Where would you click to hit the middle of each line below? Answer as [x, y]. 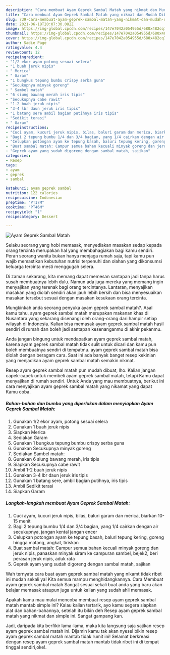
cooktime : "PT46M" [25, 207]
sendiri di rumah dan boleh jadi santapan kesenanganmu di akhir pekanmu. [84, 329]
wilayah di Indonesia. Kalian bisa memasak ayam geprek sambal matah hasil [85, 324]
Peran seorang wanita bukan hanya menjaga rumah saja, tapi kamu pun [80, 256]
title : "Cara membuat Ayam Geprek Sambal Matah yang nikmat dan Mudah [81, 15]
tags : [11, 165]
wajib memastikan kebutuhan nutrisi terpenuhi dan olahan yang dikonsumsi [84, 261]
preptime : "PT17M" [25, 202]
